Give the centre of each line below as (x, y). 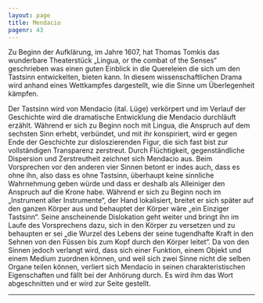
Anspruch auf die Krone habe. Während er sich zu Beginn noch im (115, 192)
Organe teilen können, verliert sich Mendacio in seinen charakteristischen (127, 267)
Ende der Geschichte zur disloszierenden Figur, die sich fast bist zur (118, 142)
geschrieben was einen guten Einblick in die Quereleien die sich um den (124, 69)
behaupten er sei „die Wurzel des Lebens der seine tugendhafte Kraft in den (131, 234)
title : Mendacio (34, 23)
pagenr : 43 (26, 30)
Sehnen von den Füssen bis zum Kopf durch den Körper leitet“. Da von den (129, 242)
